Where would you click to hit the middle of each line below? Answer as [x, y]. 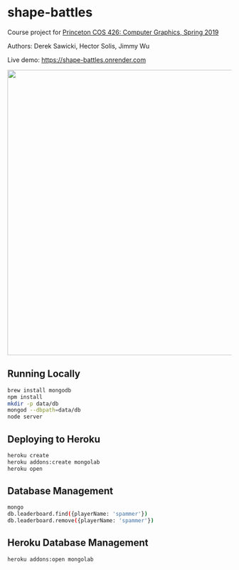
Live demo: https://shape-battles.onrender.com [77, 60]
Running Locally [44, 374]
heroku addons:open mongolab [51, 559]
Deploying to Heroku [54, 439]
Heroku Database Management [78, 543]
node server [25, 417]
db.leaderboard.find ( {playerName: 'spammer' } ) [78, 514]
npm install [25, 397]
